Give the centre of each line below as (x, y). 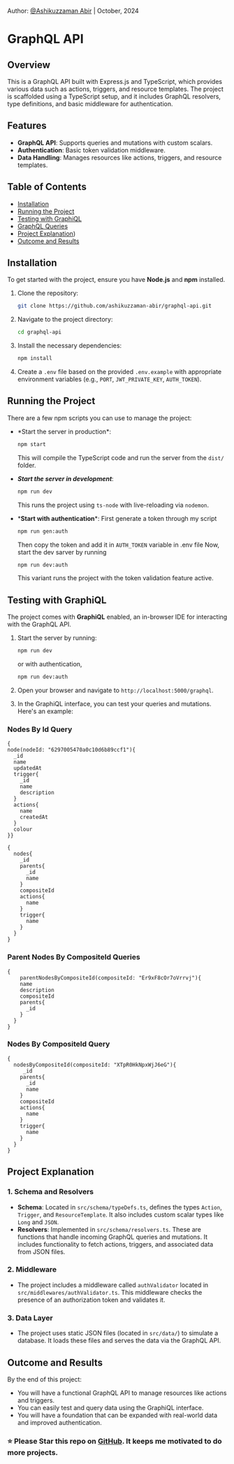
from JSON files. (41, 1251)
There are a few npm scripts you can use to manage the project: (100, 418)
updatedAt (28, 768)
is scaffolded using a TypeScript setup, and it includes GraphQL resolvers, (114, 96)
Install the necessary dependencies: (70, 345)
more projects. (32, 1452)
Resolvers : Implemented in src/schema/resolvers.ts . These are (109, 1229)
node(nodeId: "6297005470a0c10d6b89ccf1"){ (72, 750)
